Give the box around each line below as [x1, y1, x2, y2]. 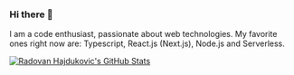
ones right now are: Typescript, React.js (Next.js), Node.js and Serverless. [9, 38, 285, 49]
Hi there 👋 [9, 8, 54, 21]
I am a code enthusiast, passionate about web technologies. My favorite [9, 29, 278, 40]
